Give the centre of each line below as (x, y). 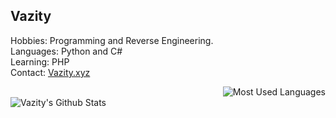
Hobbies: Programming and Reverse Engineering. (112, 40)
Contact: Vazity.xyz (50, 72)
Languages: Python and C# (66, 51)
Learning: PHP (40, 61)
